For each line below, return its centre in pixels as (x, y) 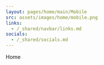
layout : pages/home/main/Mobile (46, 12)
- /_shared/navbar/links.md (47, 29)
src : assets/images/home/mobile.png (52, 17)
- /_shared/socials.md (40, 40)
